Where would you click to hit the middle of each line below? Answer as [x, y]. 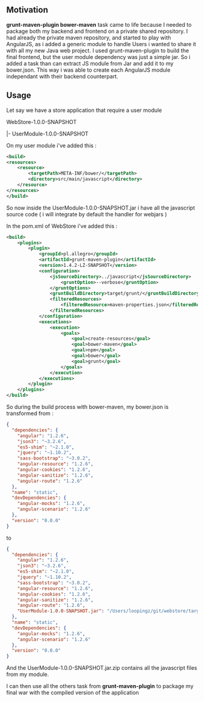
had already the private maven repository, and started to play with [89, 37]
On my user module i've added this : [52, 145]
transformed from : [30, 413]
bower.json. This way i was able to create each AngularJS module [89, 70]
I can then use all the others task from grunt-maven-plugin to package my [100, 686]
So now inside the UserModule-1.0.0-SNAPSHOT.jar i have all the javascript [101, 208]
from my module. [28, 675]
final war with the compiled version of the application [73, 693]
